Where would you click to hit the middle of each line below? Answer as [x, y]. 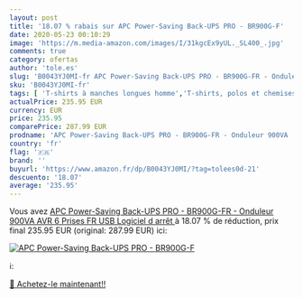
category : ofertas [44, 60]
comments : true [38, 51]
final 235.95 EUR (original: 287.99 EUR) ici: [88, 230]
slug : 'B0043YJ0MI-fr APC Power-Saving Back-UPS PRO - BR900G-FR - [139, 77]
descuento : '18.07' [46, 177]
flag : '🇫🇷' [32, 152]
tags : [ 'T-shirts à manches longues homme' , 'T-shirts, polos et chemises [153, 93]
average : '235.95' [44, 186]
